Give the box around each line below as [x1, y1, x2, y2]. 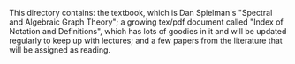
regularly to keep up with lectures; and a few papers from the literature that [9, 35, 283, 46]
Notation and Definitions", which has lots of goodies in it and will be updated [9, 26, 287, 36]
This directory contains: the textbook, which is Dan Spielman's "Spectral [9, 8, 273, 18]
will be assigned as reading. [9, 45, 111, 55]
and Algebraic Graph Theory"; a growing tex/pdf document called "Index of [9, 17, 284, 27]
